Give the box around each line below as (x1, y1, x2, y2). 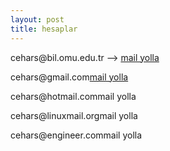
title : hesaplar (10, 24, 78, 34)
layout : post (10, 14, 65, 25)
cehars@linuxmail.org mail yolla (10, 109, 138, 121)
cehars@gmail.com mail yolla (10, 71, 129, 83)
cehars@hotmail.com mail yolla (10, 90, 137, 102)
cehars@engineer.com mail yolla (10, 129, 143, 141)
